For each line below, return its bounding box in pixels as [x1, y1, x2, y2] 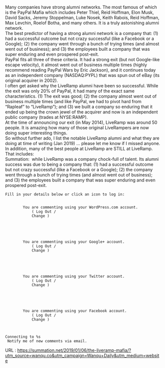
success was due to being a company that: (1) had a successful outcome [5, 161, 154, 167]
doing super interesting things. [5, 130, 68, 136]
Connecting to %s [5, 334, 41, 339]
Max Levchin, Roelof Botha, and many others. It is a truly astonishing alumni [5, 20, 160, 26]
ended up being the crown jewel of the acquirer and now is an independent [5, 109, 158, 115]
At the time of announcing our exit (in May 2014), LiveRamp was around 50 [5, 119, 158, 125]
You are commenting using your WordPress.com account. [23, 205, 138, 210]
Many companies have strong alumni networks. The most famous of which [5, 4, 157, 10]
